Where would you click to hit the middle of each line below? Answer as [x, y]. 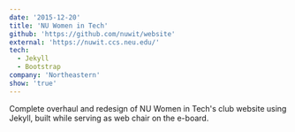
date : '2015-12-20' [45, 17]
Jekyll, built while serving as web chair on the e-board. [109, 118]
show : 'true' [33, 83]
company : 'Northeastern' [55, 75]
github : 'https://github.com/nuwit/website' [92, 34]
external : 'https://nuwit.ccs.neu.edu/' [85, 42]
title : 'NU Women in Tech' [59, 26]
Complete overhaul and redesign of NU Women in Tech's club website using [148, 108]
